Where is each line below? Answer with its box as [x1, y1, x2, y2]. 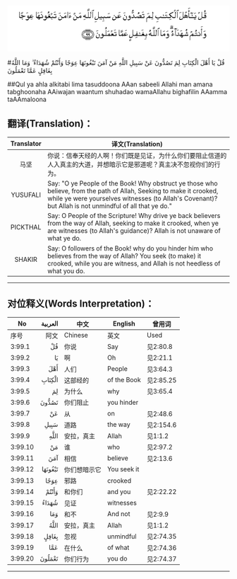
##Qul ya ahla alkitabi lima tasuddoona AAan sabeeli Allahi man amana [7, 80, 213, 88]
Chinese [63, 331, 88, 340]
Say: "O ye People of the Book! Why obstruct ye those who [47, 179, 218, 188]
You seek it [107, 465, 140, 474]
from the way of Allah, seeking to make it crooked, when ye [47, 219, 219, 228]
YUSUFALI [11, 190, 41, 199]
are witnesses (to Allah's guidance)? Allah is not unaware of [47, 227, 221, 235]
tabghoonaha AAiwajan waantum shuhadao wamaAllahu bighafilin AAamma [7, 88, 228, 96]
